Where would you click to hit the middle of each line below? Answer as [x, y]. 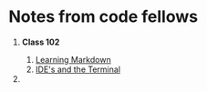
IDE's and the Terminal [78, 69]
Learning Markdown [73, 59]
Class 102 [41, 42]
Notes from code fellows [103, 17]
